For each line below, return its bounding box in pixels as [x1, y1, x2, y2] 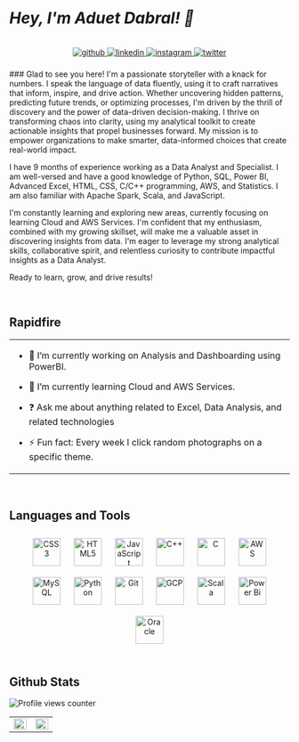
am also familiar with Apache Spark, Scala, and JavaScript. [9, 190, 225, 200]
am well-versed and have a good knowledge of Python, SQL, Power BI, [9, 171, 270, 182]
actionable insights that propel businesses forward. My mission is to [9, 125, 259, 136]
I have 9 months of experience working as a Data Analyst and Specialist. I [9, 161, 279, 172]
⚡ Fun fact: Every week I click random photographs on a [28, 436, 263, 448]
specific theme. [28, 450, 93, 462]
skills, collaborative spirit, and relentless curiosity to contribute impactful [9, 245, 276, 256]
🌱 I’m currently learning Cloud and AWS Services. [28, 380, 236, 393]
